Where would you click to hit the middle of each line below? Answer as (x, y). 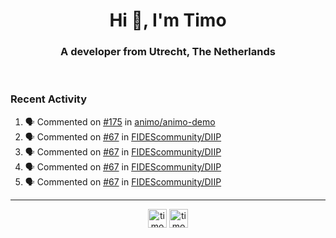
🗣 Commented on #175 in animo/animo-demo (120, 121)
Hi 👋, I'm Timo (168, 20)
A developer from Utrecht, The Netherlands (168, 52)
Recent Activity (49, 99)
